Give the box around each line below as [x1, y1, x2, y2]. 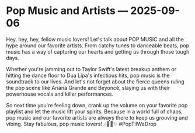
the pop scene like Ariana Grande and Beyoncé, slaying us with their [6, 84, 170, 91]
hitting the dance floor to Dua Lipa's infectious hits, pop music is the [6, 72, 170, 79]
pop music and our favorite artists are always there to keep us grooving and [6, 114, 188, 121]
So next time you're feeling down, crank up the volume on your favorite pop [6, 101, 188, 108]
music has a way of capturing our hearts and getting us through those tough [6, 48, 190, 55]
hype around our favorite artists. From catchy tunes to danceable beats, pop [6, 42, 190, 49]
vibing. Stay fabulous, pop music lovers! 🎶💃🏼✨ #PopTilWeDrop [6, 120, 156, 127]
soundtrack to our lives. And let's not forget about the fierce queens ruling [6, 78, 185, 85]
